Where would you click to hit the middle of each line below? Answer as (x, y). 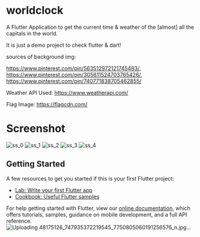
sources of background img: (41, 56)
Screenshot (36, 129)
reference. (19, 221)
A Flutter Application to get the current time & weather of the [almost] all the (100, 27)
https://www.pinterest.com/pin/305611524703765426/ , (74, 74)
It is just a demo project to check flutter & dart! (64, 45)
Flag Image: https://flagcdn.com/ (47, 104)
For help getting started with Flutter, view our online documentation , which (98, 208)
